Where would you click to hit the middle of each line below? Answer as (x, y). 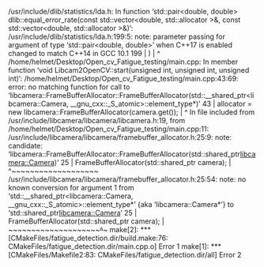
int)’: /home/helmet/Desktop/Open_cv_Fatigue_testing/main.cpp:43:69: (123, 79)
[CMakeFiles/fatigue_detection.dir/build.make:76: (88, 238)
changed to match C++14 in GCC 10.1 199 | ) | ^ (84, 53)
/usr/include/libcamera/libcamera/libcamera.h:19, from (97, 120)
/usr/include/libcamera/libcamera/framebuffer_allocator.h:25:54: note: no (127, 179)
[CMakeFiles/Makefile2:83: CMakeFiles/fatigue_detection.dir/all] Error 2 (125, 255)
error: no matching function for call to (69, 87)
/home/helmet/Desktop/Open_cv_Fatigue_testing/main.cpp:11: (109, 129)
